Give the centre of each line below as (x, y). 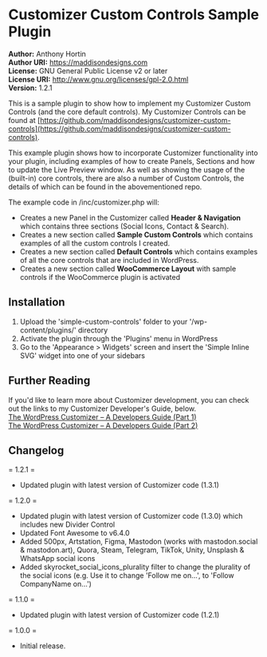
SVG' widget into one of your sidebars (82, 355)
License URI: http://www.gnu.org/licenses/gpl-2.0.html (98, 79)
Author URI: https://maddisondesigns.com (78, 62)
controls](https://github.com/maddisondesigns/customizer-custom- (120, 129)
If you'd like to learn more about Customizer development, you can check (129, 400)
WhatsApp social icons (57, 559)
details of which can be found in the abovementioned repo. (105, 186)
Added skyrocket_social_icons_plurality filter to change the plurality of (135, 567)
